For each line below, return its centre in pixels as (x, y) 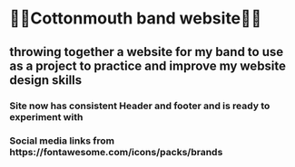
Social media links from (62, 141)
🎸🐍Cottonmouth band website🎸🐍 (136, 19)
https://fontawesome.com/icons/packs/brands (116, 153)
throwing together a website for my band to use (147, 52)
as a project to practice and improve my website (148, 65)
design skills (46, 80)
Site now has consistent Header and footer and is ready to (140, 106)
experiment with (46, 116)
